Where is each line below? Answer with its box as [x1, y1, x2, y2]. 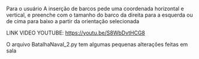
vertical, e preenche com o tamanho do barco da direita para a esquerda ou [6, 11, 193, 18]
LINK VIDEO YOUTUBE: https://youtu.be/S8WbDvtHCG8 [6, 29, 146, 36]
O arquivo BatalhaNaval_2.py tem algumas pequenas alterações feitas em [6, 41, 188, 48]
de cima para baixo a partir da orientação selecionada [6, 18, 140, 24]
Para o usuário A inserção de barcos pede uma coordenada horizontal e [6, 5, 184, 12]
